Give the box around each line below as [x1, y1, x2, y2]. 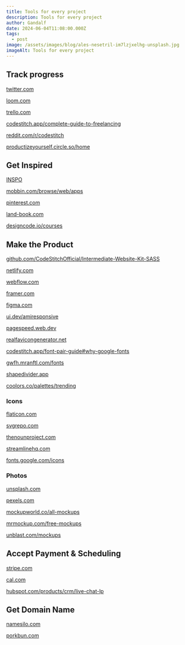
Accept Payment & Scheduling [6, 549, 121, 559]
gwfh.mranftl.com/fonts [6, 359, 64, 366]
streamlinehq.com [6, 445, 51, 453]
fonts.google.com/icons [6, 457, 64, 464]
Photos [6, 472, 27, 480]
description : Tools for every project [6, 14, 102, 20]
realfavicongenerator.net [6, 336, 67, 343]
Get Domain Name [6, 605, 75, 615]
